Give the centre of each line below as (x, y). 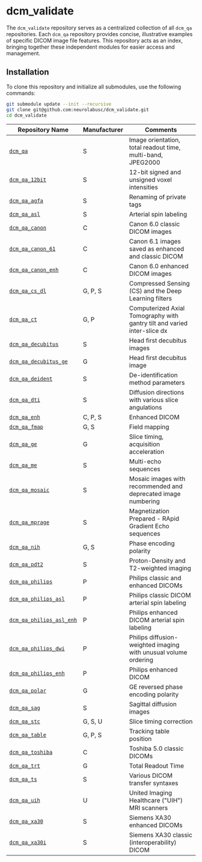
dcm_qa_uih (25, 800)
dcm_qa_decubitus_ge (38, 362)
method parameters (157, 383)
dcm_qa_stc (25, 722)
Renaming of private (158, 197)
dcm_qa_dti (25, 400)
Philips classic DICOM (160, 595)
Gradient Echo (149, 526)
